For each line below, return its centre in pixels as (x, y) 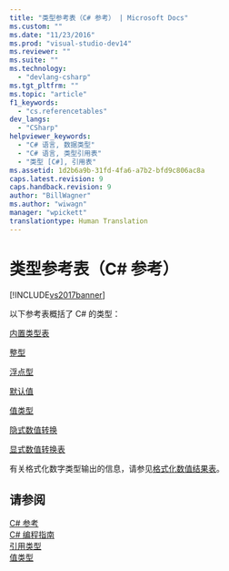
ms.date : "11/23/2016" (52, 35)
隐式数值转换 (33, 430)
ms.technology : (38, 69)
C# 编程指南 (32, 535)
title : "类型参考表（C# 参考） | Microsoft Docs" (99, 18)
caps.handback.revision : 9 (60, 188)
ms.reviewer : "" (40, 52)
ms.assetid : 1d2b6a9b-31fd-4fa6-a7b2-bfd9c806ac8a (107, 170)
